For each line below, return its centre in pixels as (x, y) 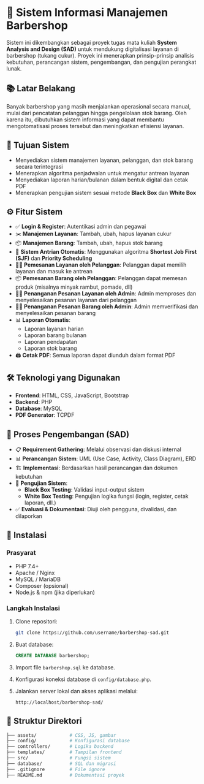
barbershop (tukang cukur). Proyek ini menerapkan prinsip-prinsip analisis (100, 55)
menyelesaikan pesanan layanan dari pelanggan (76, 300)
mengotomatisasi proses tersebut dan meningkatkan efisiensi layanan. (95, 126)
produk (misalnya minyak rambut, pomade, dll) (74, 287)
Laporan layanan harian (54, 329)
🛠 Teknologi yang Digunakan (63, 377)
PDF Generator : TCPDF (45, 415)
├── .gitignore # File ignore (56, 769)
